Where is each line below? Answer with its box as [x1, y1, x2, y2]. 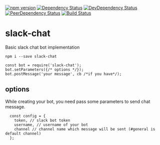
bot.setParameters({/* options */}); [5, 67, 84, 72]
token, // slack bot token [14, 118, 70, 123]
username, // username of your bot [14, 122, 88, 127]
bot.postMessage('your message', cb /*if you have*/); [5, 71, 122, 76]
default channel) [5, 131, 41, 136]
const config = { [9, 113, 46, 118]
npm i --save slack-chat [5, 54, 57, 59]
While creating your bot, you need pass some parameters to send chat [5, 98, 150, 104]
